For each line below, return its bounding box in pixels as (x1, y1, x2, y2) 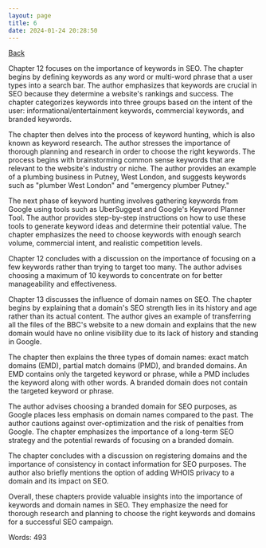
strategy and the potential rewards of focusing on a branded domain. (8, 436, 234, 445)
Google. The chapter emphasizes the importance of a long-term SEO (8, 427, 234, 436)
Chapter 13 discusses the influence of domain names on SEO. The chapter (8, 295, 252, 304)
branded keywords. (8, 115, 72, 124)
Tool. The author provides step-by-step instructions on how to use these (8, 213, 247, 223)
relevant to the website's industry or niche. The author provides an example (8, 164, 256, 174)
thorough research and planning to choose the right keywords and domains (8, 509, 256, 519)
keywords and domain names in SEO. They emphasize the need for (8, 500, 229, 510)
